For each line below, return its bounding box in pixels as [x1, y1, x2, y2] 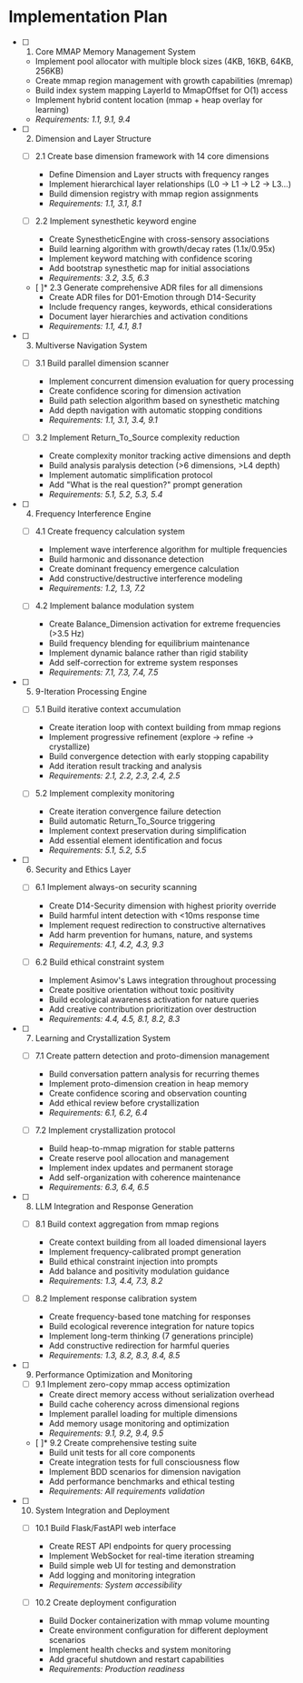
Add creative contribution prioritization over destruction [48, 1003, 258, 1015]
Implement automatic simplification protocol [48, 470, 213, 481]
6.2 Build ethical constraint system [34, 957, 165, 967]
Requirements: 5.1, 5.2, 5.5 [48, 845, 147, 856]
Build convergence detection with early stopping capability [48, 751, 269, 762]
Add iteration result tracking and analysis [48, 761, 202, 772]
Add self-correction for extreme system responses [48, 657, 239, 668]
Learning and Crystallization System [34, 1032, 171, 1043]
